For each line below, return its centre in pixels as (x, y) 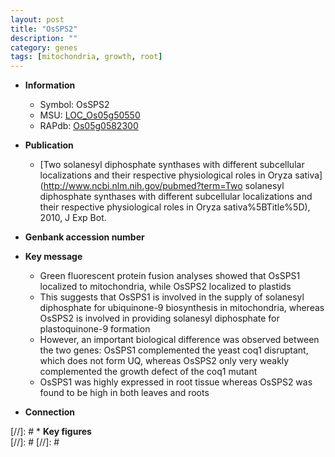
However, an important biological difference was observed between (179, 340)
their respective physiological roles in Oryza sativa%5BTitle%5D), (175, 207)
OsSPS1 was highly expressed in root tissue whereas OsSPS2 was (176, 382)
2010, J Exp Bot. (73, 218)
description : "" (44, 38)
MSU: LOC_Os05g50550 (90, 115)
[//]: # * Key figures (51, 432)
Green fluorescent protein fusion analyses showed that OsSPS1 (170, 276)
